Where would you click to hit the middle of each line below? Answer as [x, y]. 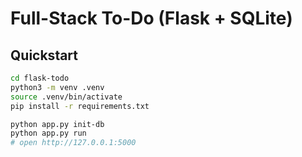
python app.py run [48, 133]
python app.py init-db [57, 124]
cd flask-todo [40, 78]
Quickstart [44, 55]
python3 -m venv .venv [57, 87]
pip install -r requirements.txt [80, 106]
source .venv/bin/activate [66, 97]
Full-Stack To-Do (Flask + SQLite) [151, 18]
